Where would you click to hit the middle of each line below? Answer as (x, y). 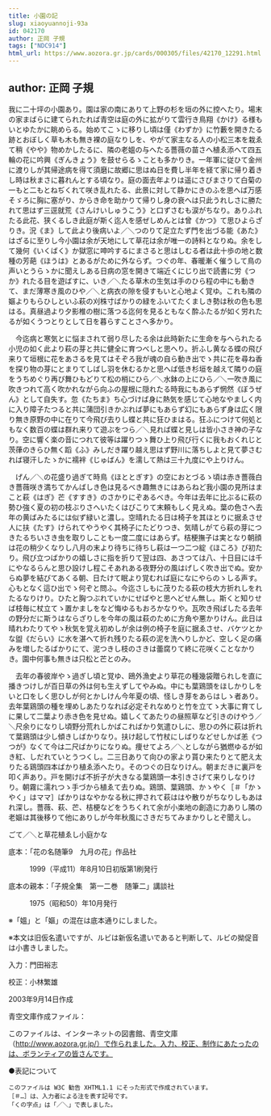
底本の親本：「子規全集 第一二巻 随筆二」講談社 (92, 886)
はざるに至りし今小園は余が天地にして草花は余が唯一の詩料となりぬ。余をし (135, 240)
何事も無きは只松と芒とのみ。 (85, 659)
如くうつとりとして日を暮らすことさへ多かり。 (100, 321)
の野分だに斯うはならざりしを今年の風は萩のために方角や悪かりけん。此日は (135, 618)
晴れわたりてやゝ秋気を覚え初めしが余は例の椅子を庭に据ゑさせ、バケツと (132, 628)
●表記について (33, 1071)
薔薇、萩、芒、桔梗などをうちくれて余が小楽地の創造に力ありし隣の (149, 807)
